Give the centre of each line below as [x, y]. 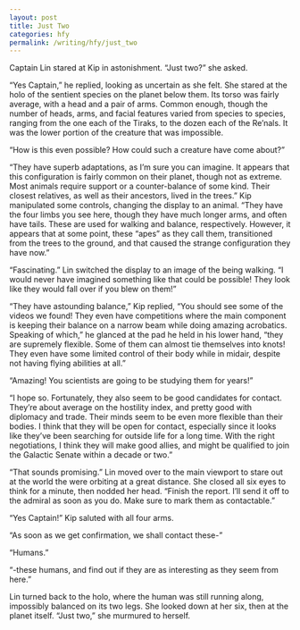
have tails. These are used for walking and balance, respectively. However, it [150, 224]
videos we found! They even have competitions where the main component [148, 316]
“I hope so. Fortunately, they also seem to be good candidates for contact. [146, 398]
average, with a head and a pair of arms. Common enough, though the [138, 105]
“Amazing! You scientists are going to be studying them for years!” [131, 381]
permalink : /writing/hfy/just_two [74, 42]
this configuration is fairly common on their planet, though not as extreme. [146, 177]
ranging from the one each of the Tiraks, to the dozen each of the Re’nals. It [149, 123]
